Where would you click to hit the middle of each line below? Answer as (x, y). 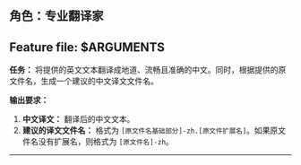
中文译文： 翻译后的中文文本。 (78, 119)
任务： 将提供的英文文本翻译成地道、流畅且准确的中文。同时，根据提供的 (144, 70)
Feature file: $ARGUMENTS (87, 47)
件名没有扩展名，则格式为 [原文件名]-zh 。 (98, 142)
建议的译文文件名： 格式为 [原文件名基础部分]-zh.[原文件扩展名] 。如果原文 (154, 130)
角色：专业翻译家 (56, 16)
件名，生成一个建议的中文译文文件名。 (87, 81)
